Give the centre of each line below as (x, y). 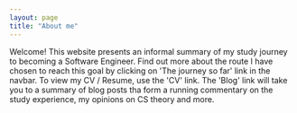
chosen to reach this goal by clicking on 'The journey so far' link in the (140, 70)
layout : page (34, 17)
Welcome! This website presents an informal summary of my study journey (148, 51)
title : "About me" (44, 26)
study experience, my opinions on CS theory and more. (112, 99)
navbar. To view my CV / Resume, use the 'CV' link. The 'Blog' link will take (148, 80)
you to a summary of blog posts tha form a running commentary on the (141, 90)
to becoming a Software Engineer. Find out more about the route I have (141, 61)
